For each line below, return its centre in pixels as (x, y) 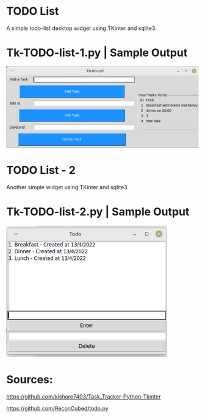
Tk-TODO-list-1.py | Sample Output (97, 53)
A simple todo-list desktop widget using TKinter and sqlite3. (81, 28)
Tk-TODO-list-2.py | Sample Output (98, 212)
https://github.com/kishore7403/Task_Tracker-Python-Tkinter (84, 396)
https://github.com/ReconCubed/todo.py (57, 408)
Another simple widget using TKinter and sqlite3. (68, 187)
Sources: (30, 380)
